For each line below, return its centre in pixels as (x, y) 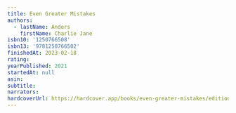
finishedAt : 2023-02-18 (42, 53)
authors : (20, 20)
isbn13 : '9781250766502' (44, 46)
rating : (19, 60)
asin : (15, 79)
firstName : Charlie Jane (56, 33)
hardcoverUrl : (28, 99)
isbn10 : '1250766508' (39, 40)
